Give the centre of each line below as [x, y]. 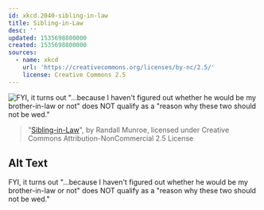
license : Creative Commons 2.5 [74, 75]
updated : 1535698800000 [48, 38]
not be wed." [29, 199]
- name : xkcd [37, 60]
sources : [23, 52]
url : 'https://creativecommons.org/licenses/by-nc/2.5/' [119, 68]
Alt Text [28, 163]
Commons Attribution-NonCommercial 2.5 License [111, 138]
